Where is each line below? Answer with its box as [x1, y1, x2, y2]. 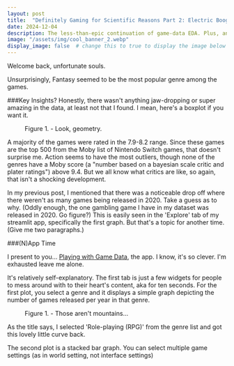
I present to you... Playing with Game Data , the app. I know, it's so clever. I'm [7, 252, 226, 261]
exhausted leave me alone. [7, 260, 84, 268]
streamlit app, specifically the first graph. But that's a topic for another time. [7, 218, 225, 227]
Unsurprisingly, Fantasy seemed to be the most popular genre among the [7, 75, 217, 84]
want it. [7, 111, 29, 119]
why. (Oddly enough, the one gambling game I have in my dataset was [7, 204, 209, 211]
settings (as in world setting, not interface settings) [7, 351, 154, 359]
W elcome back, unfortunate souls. [7, 62, 106, 70]
